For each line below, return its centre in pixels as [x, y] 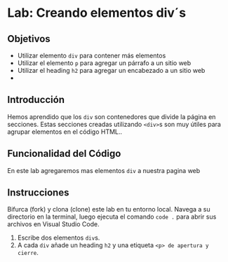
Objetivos [29, 39]
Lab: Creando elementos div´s [97, 13]
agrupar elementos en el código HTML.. [65, 132]
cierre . [28, 253]
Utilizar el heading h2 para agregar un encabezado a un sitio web [111, 70]
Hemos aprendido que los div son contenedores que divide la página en [112, 116]
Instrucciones [38, 193]
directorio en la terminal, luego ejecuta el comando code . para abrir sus [112, 217]
